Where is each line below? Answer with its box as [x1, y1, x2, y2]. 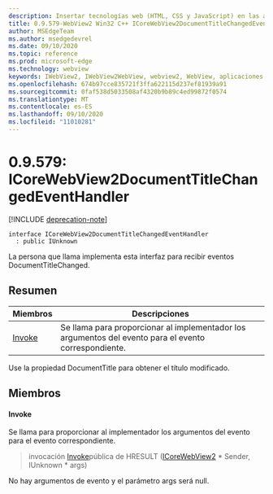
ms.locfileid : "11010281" [8, 118, 96, 126]
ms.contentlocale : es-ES [8, 103, 93, 111]
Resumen [8, 284, 58, 298]
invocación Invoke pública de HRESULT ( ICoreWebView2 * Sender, [28, 452, 250, 461]
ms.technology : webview [8, 65, 89, 73]
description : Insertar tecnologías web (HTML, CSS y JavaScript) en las [8, 11, 260, 20]
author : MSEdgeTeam [8, 27, 75, 35]
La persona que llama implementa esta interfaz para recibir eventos [8, 251, 234, 261]
